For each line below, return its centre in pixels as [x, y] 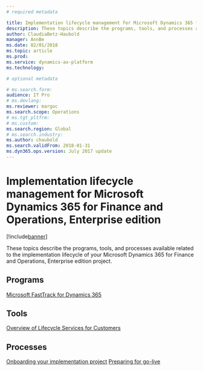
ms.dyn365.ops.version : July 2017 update [59, 152]
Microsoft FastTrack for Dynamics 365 [54, 294]
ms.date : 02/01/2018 [32, 45]
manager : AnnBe [25, 40]
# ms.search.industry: [35, 134]
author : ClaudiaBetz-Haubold [43, 34]
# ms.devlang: [24, 101]
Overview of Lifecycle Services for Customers [63, 328]
